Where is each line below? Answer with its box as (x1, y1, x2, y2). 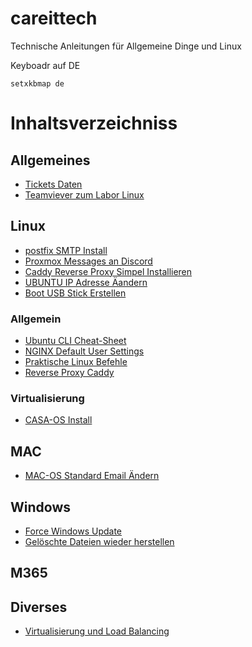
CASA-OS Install (24, 414, 93, 426)
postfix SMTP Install (24, 244, 108, 256)
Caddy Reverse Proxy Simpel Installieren (24, 265, 193, 277)
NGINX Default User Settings (24, 345, 145, 357)
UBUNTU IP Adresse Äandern (24, 276, 148, 288)
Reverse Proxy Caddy (24, 367, 115, 379)
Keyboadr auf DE (10, 59, 81, 71)
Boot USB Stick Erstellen (24, 287, 127, 299)
